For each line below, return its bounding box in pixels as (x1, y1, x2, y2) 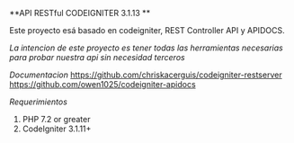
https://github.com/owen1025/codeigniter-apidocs (9, 79, 196, 89)
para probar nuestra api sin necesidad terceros (9, 52, 186, 62)
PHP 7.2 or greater (22, 114, 91, 124)
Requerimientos (9, 96, 67, 107)
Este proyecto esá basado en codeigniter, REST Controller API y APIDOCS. (9, 25, 285, 35)
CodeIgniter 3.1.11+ (22, 123, 92, 134)
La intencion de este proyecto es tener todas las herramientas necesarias (9, 42, 283, 53)
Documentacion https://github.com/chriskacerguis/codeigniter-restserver (9, 69, 282, 80)
